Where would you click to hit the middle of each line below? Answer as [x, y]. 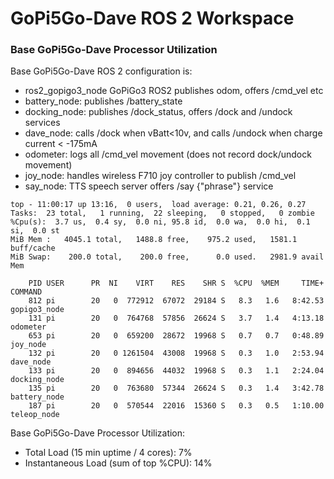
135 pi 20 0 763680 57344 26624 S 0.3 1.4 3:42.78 [176, 388]
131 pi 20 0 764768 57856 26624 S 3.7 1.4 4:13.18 [176, 318]
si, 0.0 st [35, 231]
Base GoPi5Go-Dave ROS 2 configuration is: [101, 71]
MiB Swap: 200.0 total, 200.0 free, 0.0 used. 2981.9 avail [167, 257]
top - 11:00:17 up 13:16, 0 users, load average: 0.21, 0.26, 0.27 [158, 205]
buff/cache [33, 248]
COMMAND [26, 292]
